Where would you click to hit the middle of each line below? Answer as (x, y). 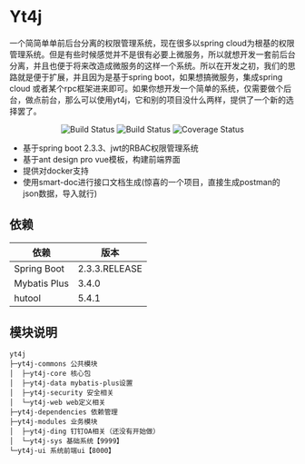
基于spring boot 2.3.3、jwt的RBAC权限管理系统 (111, 148)
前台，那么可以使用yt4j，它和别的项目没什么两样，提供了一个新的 (163, 99)
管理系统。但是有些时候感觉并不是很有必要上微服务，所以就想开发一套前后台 (152, 54)
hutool (28, 298)
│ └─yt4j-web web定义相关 (58, 402)
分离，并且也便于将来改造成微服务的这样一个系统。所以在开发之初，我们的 (148, 65)
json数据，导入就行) (60, 193)
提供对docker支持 (55, 171)
